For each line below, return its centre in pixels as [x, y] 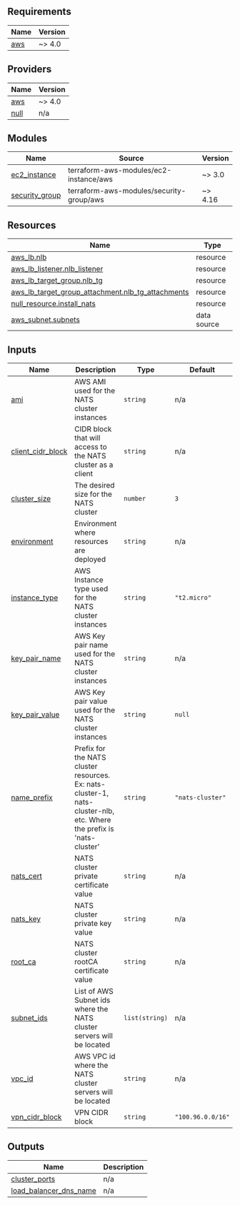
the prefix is [94, 829]
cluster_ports [33, 1179]
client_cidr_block [39, 451]
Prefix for [90, 749]
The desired [95, 485]
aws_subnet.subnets [45, 320]
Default [202, 370]
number [135, 499]
